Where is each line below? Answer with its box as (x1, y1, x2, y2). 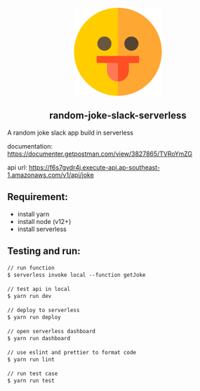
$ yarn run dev (7, 293, 52, 300)
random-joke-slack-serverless (48, 110, 187, 122)
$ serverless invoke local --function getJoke (7, 272, 146, 279)
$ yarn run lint (7, 356, 55, 364)
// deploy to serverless (7, 307, 80, 314)
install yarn (17, 209, 50, 218)
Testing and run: (7, 245, 81, 257)
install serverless (17, 225, 67, 233)
